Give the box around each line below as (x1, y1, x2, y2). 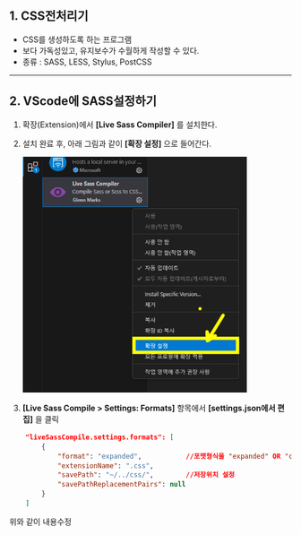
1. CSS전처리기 (9, 8, 89, 24)
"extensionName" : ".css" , (56, 461, 154, 470)
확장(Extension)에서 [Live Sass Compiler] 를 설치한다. (21, 119, 218, 130)
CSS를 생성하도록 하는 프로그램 (21, 34, 133, 45)
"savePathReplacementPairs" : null (56, 480, 186, 489)
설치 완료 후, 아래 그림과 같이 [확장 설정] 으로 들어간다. (21, 138, 212, 149)
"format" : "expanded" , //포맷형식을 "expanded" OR (56, 452, 281, 461)
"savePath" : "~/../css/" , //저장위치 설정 (56, 470, 236, 479)
